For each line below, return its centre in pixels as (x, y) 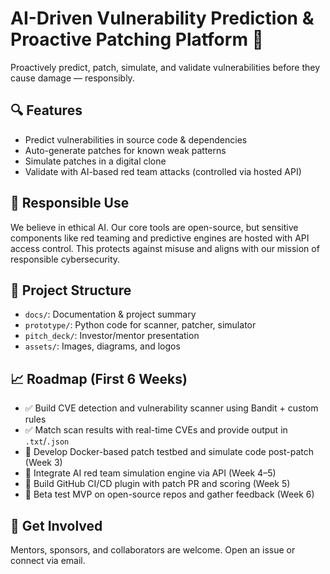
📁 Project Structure (71, 290)
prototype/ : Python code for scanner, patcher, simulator (140, 325)
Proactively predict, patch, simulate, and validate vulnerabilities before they (165, 67)
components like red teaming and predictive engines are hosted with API (160, 238)
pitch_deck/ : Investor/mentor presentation (112, 336)
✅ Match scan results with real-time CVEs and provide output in (156, 430)
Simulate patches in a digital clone (95, 161)
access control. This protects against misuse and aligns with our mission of (165, 248)
